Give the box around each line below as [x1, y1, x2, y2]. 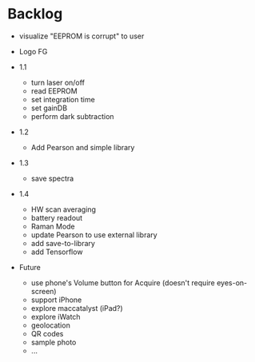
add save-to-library [30, 238, 95, 248]
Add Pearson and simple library [30, 142, 135, 152]
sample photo [30, 337, 77, 347]
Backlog [7, 5, 63, 23]
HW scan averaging [30, 205, 97, 214]
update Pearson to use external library [30, 229, 157, 240]
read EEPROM [30, 86, 78, 96]
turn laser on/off [30, 78, 86, 87]
